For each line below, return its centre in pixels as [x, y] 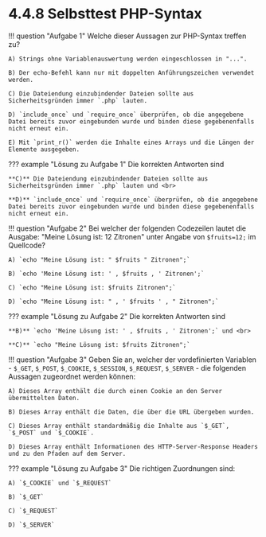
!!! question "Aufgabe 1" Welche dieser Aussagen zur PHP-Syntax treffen [127, 36]
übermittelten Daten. [44, 398]
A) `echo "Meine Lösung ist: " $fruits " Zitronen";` [100, 259]
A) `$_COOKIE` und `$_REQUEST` [60, 483]
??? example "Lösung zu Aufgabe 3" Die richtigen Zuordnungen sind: [122, 468]
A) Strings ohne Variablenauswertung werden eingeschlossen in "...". [128, 59]
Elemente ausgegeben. [44, 149]
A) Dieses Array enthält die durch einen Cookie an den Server [115, 391]
